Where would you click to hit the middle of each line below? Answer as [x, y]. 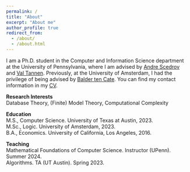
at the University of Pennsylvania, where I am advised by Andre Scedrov [93, 66]
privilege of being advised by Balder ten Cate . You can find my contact [91, 79]
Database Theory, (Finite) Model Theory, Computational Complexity [87, 103]
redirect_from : [24, 33]
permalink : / [22, 11]
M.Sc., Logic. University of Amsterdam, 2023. [61, 127]
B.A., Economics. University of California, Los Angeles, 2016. [79, 132]
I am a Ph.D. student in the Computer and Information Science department [95, 60]
